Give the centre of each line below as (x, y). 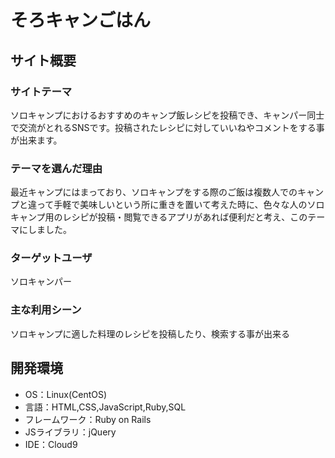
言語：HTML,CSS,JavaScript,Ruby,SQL (105, 407)
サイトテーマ (41, 91)
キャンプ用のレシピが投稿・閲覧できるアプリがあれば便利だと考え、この (159, 217)
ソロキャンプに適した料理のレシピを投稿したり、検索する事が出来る (150, 333)
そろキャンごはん (81, 20)
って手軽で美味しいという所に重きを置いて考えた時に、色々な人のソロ (180, 205)
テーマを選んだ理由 (56, 168)
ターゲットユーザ (51, 258)
